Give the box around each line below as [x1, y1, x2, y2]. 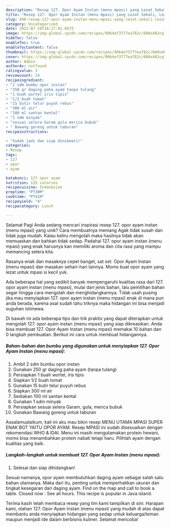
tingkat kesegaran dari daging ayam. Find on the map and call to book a [6, 485, 155, 491]
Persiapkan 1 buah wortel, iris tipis [13, 371, 84, 378]
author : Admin [6, 59, 36, 64]
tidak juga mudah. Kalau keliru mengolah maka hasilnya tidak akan [6, 232, 144, 238]
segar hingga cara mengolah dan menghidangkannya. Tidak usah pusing [6, 289, 157, 295]
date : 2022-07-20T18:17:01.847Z [6, 26, 74, 31]
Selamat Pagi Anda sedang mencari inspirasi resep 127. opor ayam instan [6, 222, 158, 228]
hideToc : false [6, 36, 38, 41]
